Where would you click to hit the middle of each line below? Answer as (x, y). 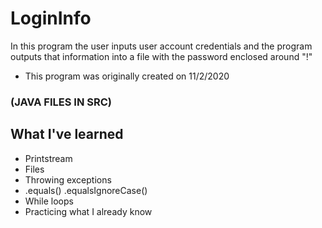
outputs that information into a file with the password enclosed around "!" (161, 56)
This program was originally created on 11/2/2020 (127, 76)
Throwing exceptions (68, 179)
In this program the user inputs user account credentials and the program (161, 46)
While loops (49, 201)
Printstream (48, 158)
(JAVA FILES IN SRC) (61, 102)
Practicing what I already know (88, 211)
